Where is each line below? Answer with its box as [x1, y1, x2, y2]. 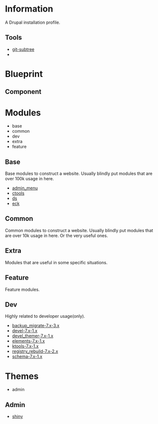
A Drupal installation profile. [5, 19, 60, 25]
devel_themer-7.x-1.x [12, 333, 54, 339]
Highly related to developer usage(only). [5, 314, 86, 319]
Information [5, 3, 53, 15]
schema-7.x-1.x [12, 354, 43, 360]
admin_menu [12, 185, 38, 191]
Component [5, 88, 42, 96]
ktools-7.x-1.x [12, 343, 39, 349]
